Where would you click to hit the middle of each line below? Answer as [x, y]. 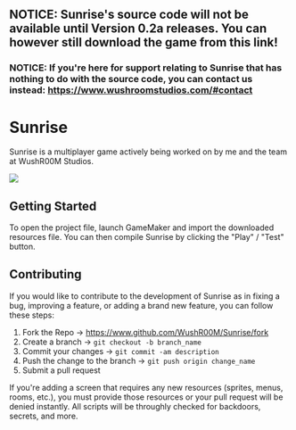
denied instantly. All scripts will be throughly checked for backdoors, [135, 406]
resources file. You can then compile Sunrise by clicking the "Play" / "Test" [147, 237]
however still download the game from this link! [144, 42]
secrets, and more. [44, 416]
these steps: [32, 315]
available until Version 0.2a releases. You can [138, 29]
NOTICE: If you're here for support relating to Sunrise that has [146, 68]
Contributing [45, 274]
